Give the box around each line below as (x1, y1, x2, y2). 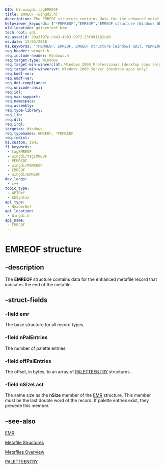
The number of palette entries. (5, 345, 67, 351)
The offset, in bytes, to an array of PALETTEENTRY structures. (5, 369, 131, 375)
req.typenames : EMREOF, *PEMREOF (5, 131, 74, 136)
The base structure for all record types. (5, 322, 84, 328)
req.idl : (5, 90, 23, 95)
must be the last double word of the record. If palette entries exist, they (5, 398, 149, 403)
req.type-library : (5, 108, 43, 113)
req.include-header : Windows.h (5, 53, 69, 58)
